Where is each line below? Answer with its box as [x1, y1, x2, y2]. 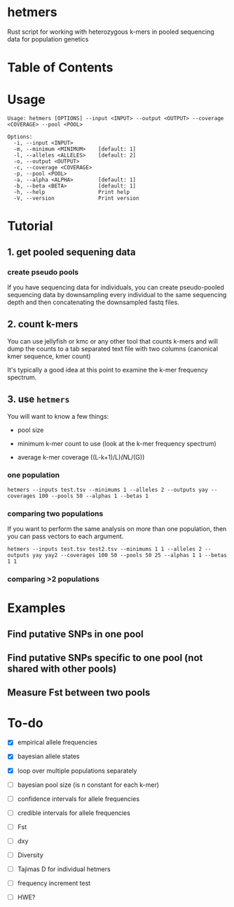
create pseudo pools [7, 267, 79, 277]
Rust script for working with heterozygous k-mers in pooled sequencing [7, 27, 215, 36]
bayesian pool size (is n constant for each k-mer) [17, 781, 160, 789]
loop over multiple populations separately [17, 766, 137, 775]
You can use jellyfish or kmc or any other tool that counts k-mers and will [7, 337, 219, 345]
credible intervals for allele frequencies [17, 809, 131, 817]
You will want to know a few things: [7, 412, 109, 420]
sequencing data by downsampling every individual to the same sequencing [7, 290, 227, 299]
